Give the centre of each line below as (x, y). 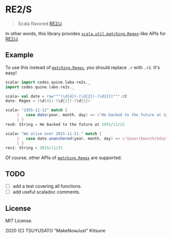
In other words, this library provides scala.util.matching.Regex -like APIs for (86, 33)
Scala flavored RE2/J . (40, 24)
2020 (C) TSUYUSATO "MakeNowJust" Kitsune (56, 231)
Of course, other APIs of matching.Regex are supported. (64, 158)
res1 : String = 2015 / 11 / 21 (34, 148)
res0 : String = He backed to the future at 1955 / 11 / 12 (65, 124)
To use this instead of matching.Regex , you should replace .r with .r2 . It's (83, 67)
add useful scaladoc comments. (47, 192)
